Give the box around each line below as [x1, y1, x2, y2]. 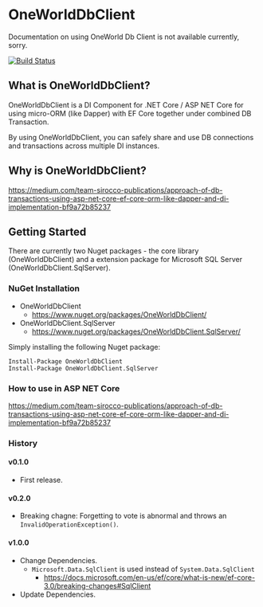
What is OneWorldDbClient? [8, 79, 151, 92]
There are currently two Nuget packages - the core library [8, 246, 199, 256]
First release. [19, 476, 63, 485]
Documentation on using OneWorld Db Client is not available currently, [8, 32, 240, 41]
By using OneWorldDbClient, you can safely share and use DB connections [8, 132, 254, 142]
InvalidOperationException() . [19, 519, 120, 529]
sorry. [8, 40, 28, 49]
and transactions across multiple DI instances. [8, 141, 160, 151]
